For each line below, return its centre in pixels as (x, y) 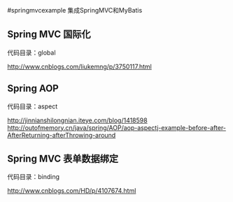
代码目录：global (31, 52)
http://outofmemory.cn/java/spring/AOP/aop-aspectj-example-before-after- (116, 127)
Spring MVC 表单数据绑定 (63, 159)
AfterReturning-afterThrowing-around (62, 135)
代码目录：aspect (33, 106)
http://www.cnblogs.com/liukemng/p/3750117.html (79, 66)
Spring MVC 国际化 (49, 35)
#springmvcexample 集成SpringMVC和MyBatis (75, 10)
